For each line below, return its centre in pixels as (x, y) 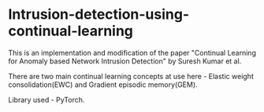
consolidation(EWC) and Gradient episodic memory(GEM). (103, 85)
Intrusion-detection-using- (99, 14)
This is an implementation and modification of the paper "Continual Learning (132, 52)
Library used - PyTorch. (46, 99)
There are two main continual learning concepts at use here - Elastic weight (131, 76)
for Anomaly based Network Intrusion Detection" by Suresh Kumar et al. (125, 61)
